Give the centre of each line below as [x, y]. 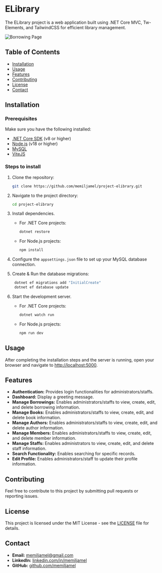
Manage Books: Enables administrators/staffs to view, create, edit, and [83, 412]
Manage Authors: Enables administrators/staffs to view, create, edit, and [85, 423]
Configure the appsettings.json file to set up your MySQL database [80, 259]
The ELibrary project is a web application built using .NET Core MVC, [74, 22]
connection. [24, 264]
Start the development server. [42, 296]
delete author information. [38, 428]
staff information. [29, 449]
